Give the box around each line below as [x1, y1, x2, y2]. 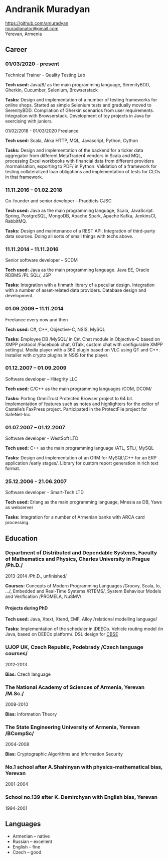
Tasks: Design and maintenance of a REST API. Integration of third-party [5, 227, 155, 234]
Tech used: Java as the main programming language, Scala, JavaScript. [5, 207, 154, 213]
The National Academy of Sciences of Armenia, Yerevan [5, 684, 145, 691]
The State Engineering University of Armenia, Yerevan [5, 723, 140, 730]
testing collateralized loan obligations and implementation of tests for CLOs [5, 168, 160, 174]
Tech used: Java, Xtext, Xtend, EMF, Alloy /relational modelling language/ [5, 616, 157, 622]
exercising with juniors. [5, 118, 53, 124]
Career [5, 45, 28, 54]
